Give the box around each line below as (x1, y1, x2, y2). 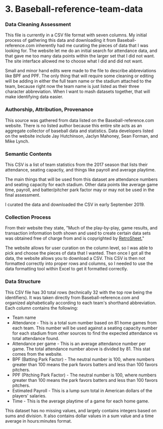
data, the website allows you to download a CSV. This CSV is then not (5, 256, 145, 261)
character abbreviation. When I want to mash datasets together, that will (5, 88, 150, 94)
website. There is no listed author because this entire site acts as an (5, 122, 142, 128)
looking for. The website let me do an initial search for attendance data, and (5, 48, 158, 54)
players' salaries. (12, 393, 47, 399)
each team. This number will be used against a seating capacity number (12, 325, 158, 331)
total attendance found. (12, 335, 60, 341)
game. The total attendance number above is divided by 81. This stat (12, 345, 150, 352)
